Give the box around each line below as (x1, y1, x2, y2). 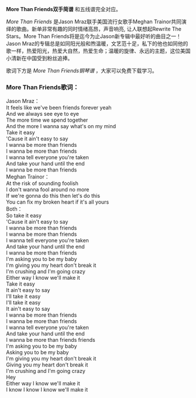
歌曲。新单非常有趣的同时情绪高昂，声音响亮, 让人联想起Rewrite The (16, 26, 181, 32)
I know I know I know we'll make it (6, 386, 88, 393)
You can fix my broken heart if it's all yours (6, 198, 109, 205)
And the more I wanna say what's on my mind (6, 123, 116, 130)
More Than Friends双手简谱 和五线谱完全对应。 (6, 6, 122, 12)
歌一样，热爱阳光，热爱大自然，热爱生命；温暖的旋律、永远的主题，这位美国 (6, 47, 191, 54)
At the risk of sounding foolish (6, 180, 79, 187)
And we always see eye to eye (6, 111, 79, 118)
